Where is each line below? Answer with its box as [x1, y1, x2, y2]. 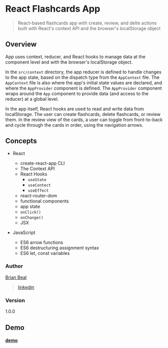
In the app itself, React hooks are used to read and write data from [5, 105, 144, 112]
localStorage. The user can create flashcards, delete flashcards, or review [5, 111, 161, 117]
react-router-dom [20, 192, 58, 198]
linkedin [17, 284, 35, 290]
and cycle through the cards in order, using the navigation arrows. [5, 122, 144, 128]
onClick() [20, 210, 42, 215]
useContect [27, 183, 51, 188]
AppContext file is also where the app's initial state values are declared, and [5, 79, 162, 85]
